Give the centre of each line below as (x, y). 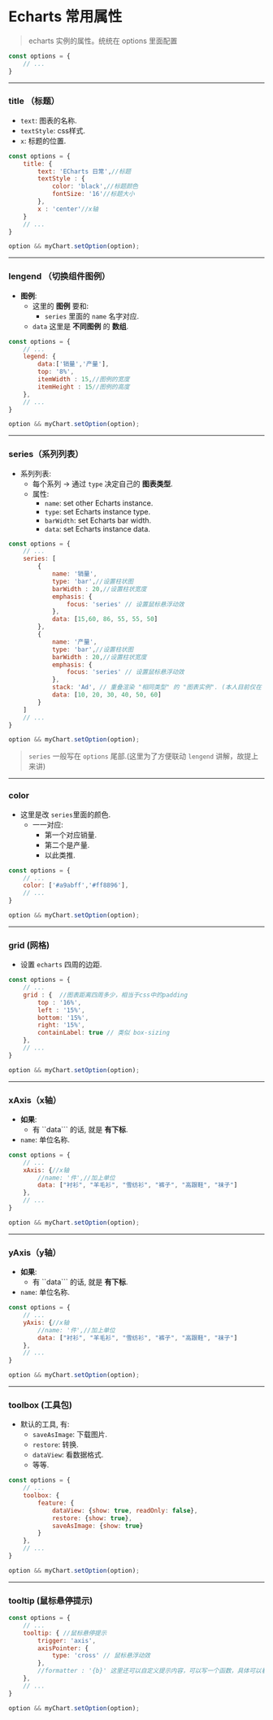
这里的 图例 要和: (61, 306)
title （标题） (34, 101)
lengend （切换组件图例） (59, 276)
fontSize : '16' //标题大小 (93, 194)
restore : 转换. (55, 1444)
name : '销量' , (74, 574)
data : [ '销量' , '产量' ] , (74, 364)
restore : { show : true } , (92, 1518)
